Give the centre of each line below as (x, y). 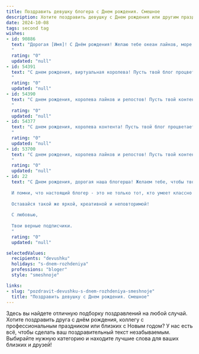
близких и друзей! (29, 345)
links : (14, 285)
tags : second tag (28, 28)
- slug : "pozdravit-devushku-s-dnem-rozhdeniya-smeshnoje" (81, 291)
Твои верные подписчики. (42, 226)
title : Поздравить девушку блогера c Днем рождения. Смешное (83, 12)
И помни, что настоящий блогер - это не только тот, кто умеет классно (102, 193)
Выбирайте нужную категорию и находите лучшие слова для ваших (92, 339)
